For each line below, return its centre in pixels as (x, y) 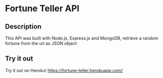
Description (23, 27)
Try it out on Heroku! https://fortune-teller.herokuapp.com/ (64, 70)
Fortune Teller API (42, 9)
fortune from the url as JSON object (41, 43)
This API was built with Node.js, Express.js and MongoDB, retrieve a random (82, 38)
